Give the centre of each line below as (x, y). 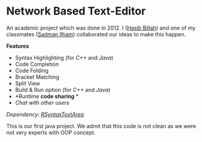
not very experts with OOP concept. (51, 132)
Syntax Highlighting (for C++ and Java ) (64, 57)
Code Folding (32, 70)
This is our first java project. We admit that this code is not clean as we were (101, 126)
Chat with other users (42, 102)
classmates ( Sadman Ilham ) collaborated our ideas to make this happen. (96, 34)
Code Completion (37, 64)
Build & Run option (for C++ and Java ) (63, 89)
